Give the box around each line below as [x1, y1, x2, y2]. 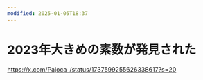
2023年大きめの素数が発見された [7, 42, 197, 57]
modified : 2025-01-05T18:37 [7, 10, 89, 17]
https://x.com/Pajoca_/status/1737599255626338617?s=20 [7, 65, 177, 73]
